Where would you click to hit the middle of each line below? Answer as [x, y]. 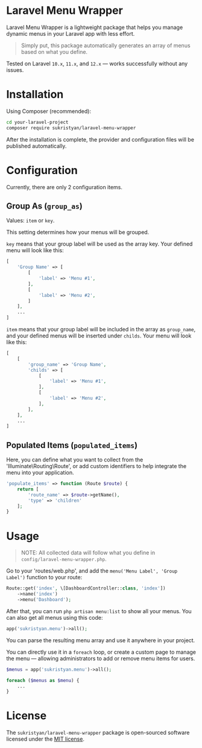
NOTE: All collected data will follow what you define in [88, 553]
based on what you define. [54, 51]
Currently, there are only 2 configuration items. [64, 187]
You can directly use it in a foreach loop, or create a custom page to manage [101, 652]
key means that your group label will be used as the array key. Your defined [99, 244]
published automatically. [36, 146]
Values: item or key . [30, 221]
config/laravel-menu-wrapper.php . [64, 559]
